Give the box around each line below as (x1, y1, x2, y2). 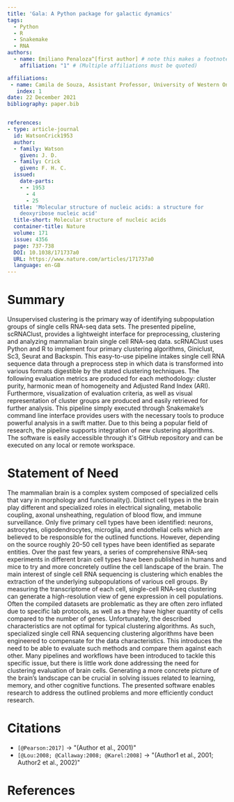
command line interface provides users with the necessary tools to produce (7, 411, 224, 420)
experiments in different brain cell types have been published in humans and (7, 555, 227, 563)
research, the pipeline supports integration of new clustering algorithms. (7, 426, 214, 434)
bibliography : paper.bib (7, 100, 79, 108)
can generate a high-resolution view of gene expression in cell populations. (7, 592, 224, 600)
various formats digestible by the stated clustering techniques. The (7, 367, 200, 375)
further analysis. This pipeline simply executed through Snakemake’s (7, 404, 204, 412)
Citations (7, 720, 61, 736)
